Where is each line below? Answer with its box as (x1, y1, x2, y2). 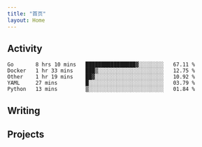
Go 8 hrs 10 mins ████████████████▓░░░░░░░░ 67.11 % (7, 61, 196, 69)
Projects (7, 129, 45, 141)
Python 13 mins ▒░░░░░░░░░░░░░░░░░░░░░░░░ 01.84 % (7, 85, 196, 93)
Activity (7, 43, 43, 55)
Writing (7, 104, 41, 116)
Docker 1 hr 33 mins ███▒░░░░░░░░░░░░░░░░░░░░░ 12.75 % (7, 67, 196, 74)
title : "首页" (7, 10, 47, 17)
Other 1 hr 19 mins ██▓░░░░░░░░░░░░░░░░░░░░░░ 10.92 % (7, 73, 196, 80)
